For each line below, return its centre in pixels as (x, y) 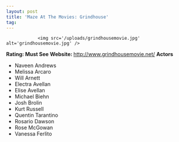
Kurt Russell (29, 109)
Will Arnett (27, 78)
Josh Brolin (28, 103)
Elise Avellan (30, 91)
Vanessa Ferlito (33, 134)
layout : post (22, 11)
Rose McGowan (34, 128)
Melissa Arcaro (33, 72)
